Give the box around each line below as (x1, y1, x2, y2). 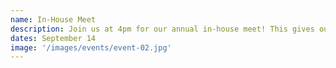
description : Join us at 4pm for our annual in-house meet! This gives (10, 24, 315, 34)
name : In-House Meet (10, 14, 97, 25)
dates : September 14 (10, 33, 97, 43)
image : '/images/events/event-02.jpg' (10, 42, 172, 53)
